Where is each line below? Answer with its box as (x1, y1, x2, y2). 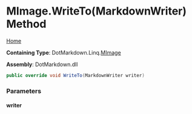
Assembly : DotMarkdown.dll (6, 61, 78, 68)
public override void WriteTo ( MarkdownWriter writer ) (6, 72, 145, 78)
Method (6, 17, 47, 31)
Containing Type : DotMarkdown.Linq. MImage (6, 49, 121, 56)
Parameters (6, 87, 41, 95)
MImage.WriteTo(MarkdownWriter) (6, 4, 187, 18)
